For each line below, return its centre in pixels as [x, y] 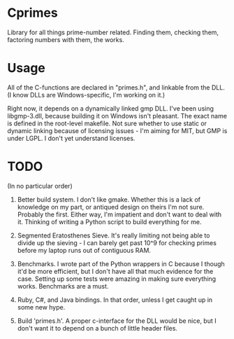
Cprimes [32, 13]
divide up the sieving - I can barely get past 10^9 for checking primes [117, 242]
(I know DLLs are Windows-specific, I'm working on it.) [86, 95]
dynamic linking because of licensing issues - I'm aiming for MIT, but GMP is [117, 130]
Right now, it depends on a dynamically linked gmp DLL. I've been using [111, 108]
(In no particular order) [40, 186]
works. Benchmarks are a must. [63, 286]
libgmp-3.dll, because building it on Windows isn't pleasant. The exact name [117, 116]
